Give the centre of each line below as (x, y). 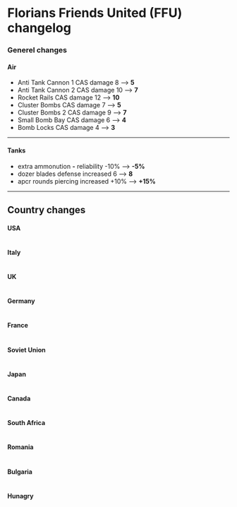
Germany (21, 301)
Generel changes (37, 50)
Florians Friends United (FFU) (95, 13)
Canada (19, 398)
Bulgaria (20, 472)
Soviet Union (26, 350)
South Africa (26, 423)
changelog (39, 28)
